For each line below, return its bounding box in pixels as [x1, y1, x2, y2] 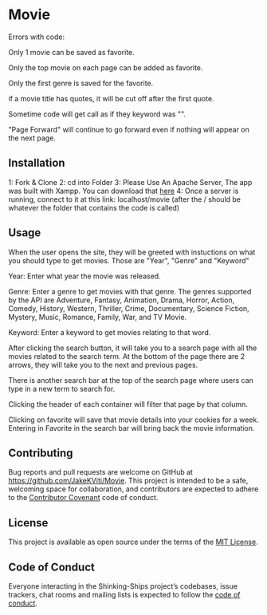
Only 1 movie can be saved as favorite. [8, 47, 135, 57]
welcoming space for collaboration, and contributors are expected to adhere [8, 484, 259, 494]
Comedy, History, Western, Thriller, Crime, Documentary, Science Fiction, [8, 303, 249, 313]
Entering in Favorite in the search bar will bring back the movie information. [8, 423, 255, 432]
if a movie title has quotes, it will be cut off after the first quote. [8, 93, 214, 103]
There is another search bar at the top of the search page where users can [8, 375, 253, 384]
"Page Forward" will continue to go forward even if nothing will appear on [8, 124, 249, 134]
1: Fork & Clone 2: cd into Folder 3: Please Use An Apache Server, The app [8, 177, 253, 187]
